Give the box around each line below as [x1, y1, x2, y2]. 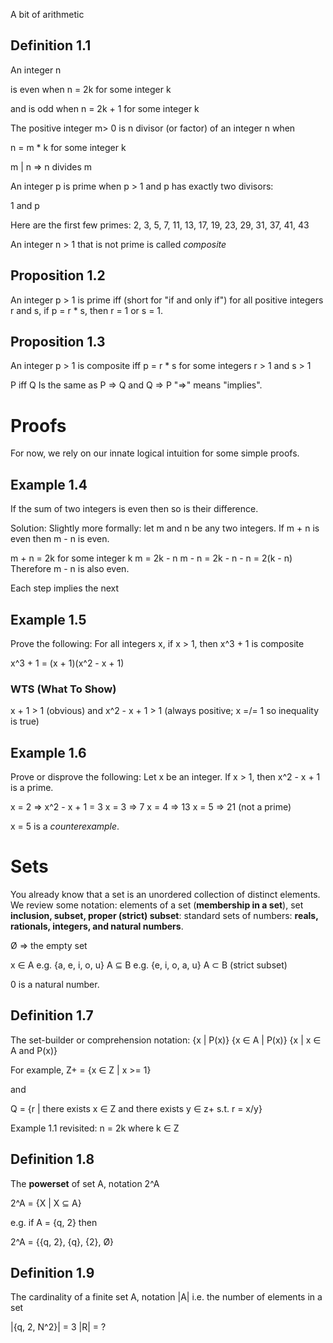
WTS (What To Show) [10, 682, 117, 696]
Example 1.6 [10, 744, 87, 761]
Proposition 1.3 [10, 334, 106, 351]
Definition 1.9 [10, 1265, 95, 1282]
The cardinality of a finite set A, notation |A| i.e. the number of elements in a [10, 1291, 323, 1303]
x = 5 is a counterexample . [10, 820, 120, 833]
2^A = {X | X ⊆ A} [10, 1197, 82, 1209]
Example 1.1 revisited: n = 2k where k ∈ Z [10, 1122, 180, 1134]
